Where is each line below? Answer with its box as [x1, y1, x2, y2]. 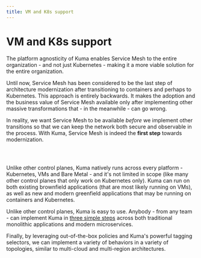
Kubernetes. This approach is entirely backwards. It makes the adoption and [6, 92, 196, 99]
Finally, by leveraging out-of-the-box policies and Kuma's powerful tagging [6, 232, 193, 239]
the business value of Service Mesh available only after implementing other [6, 98, 193, 105]
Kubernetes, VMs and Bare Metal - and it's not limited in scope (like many [6, 170, 188, 178]
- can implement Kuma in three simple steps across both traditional [6, 214, 173, 221]
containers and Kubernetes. [6, 196, 75, 203]
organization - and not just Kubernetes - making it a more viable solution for [6, 61, 194, 68]
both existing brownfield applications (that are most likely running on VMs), [6, 183, 193, 190]
